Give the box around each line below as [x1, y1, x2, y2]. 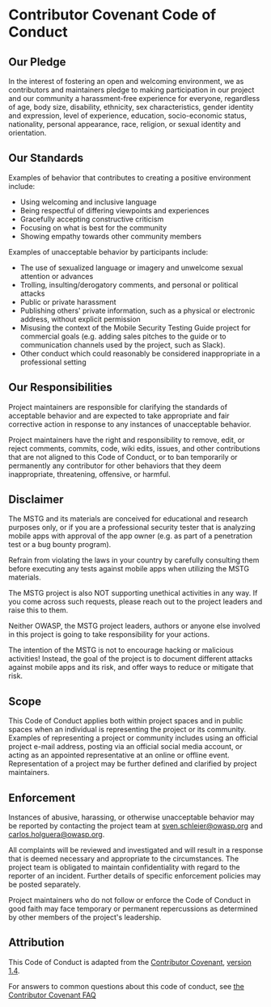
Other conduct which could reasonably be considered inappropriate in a [19, 348, 260, 358]
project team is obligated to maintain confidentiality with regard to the [8, 862, 240, 872]
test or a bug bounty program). [8, 540, 112, 550]
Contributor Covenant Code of [8, 6, 217, 24]
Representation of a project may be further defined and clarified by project [8, 759, 257, 769]
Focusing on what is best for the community [19, 222, 167, 232]
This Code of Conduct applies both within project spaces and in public [8, 716, 243, 726]
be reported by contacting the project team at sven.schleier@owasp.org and [8, 821, 263, 831]
